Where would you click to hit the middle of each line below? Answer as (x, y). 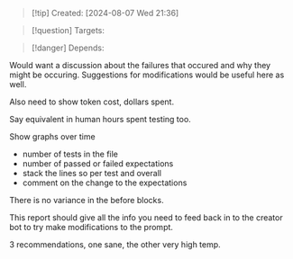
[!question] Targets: (68, 30)
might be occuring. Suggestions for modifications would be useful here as (147, 75)
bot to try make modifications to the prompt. (92, 227)
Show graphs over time (53, 137)
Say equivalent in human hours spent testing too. (100, 119)
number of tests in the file (70, 154)
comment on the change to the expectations (105, 183)
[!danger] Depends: (68, 48)
